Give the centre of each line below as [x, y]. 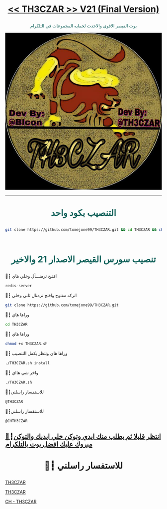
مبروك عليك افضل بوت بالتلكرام [49, 444]
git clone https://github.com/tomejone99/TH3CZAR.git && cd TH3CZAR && [81, 230]
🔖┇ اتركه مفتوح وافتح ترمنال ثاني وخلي [41, 296]
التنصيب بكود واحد [83, 213]
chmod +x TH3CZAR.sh [27, 344]
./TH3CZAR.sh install [28, 363]
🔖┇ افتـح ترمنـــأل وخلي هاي [31, 276]
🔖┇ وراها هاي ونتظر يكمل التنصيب [37, 353]
